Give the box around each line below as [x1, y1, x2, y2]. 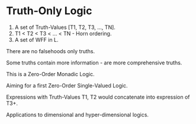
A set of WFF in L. [14, 36, 59, 43]
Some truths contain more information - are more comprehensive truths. [6, 59, 182, 66]
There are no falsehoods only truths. [6, 47, 95, 54]
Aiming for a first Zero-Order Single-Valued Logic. [6, 81, 128, 89]
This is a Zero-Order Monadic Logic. [6, 70, 95, 77]
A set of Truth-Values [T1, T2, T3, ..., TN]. [14, 24, 115, 31]
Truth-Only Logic [6, 4, 92, 18]
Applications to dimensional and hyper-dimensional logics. [6, 111, 149, 118]
